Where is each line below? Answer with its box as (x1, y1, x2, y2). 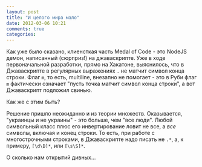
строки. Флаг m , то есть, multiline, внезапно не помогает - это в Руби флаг (6, 74, 197, 81)
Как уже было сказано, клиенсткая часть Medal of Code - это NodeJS (6, 48, 187, 55)
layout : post (6, 8, 39, 15)
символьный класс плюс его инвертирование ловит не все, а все (6, 123, 177, 130)
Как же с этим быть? (6, 98, 60, 106)
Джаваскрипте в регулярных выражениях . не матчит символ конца (6, 67, 184, 74)
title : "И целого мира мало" (6, 15, 80, 21)
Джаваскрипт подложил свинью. (6, 87, 93, 94)
